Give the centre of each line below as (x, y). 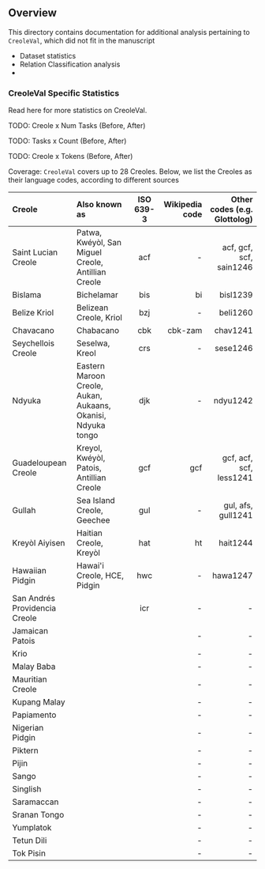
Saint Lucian (35, 252)
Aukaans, (93, 406)
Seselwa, (93, 343)
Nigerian (28, 728)
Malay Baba (34, 667)
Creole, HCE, (100, 576)
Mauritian (30, 679)
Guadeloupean (39, 463)
